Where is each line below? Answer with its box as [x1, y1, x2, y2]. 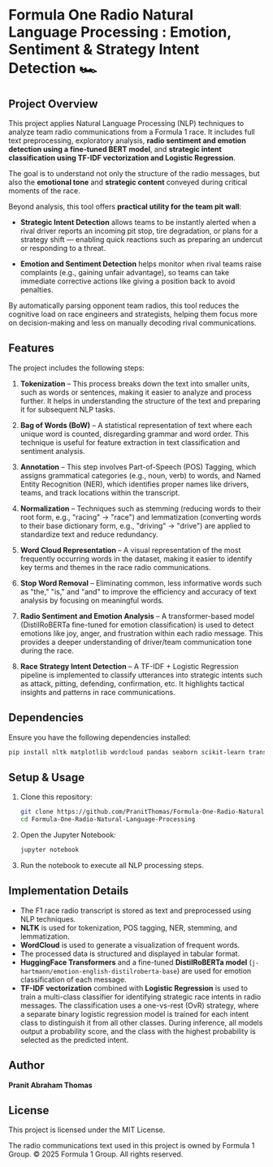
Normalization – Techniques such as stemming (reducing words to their [19, 504, 262, 513]
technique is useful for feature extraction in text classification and [19, 437, 240, 447]
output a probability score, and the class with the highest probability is [19, 1026, 256, 1036]
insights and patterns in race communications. [19, 687, 176, 697]
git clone [19, 808, 54, 816]
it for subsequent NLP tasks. [19, 404, 116, 414]
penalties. [19, 285, 54, 294]
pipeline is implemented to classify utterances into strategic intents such [19, 670, 262, 680]
